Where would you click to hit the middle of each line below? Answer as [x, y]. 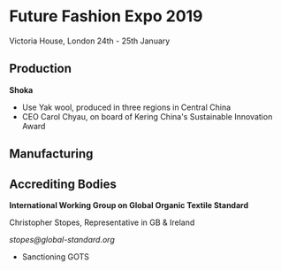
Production [41, 69]
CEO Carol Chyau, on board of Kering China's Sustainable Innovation [147, 116]
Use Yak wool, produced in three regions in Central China [126, 107]
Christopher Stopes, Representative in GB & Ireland [102, 222]
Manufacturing [51, 154]
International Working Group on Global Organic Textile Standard [129, 205]
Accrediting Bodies [63, 184]
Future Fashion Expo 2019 [106, 16]
